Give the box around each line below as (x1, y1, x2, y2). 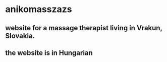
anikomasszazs (5, 4, 72, 15)
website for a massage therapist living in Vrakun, (5, 24, 162, 32)
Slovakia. (5, 31, 35, 40)
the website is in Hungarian (5, 48, 93, 57)
